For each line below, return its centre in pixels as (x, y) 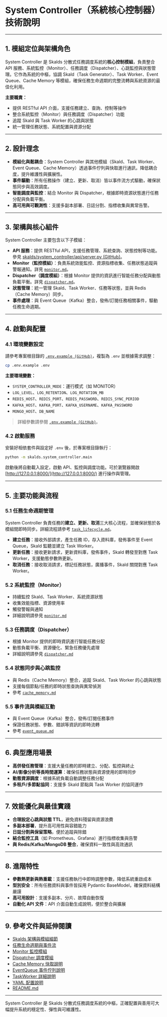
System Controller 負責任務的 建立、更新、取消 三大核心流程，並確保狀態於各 (83, 522)
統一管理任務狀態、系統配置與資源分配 (51, 127)
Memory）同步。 (49, 294)
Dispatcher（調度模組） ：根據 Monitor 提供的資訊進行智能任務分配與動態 (86, 275)
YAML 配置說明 (28, 983)
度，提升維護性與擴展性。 (39, 174)
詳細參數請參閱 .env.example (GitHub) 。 (59, 422)
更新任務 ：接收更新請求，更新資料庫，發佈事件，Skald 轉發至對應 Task (85, 552)
